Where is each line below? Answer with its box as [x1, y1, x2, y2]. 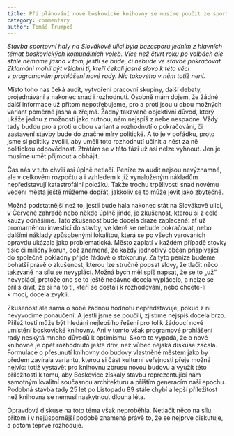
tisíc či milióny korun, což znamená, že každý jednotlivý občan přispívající [7, 246, 219, 255]
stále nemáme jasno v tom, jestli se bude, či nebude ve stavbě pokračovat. [7, 57, 223, 66]
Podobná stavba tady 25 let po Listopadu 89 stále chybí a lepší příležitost [7, 385, 218, 394]
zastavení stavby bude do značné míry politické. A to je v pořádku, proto [7, 130, 215, 138]
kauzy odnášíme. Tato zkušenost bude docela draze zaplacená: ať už [7, 216, 207, 225]
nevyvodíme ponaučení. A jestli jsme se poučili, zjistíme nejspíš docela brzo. [7, 311, 226, 320]
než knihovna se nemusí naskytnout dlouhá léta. [7, 393, 146, 401]
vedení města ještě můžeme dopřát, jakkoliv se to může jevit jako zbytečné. [7, 188, 224, 196]
